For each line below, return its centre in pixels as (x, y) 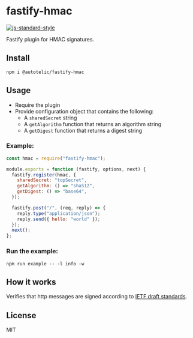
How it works (31, 282)
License (21, 315)
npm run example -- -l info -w (45, 264)
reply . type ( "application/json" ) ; (59, 213)
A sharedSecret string (50, 118)
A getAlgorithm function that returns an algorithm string (93, 124)
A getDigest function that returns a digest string (83, 130)
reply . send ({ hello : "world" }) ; (59, 219)
